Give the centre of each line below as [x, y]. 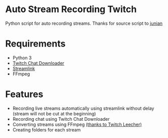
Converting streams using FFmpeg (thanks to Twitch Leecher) [77, 124]
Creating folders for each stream [47, 129]
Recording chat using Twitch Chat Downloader [61, 119]
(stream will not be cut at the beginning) [54, 113]
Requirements [35, 44]
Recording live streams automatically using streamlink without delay [83, 108]
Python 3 [22, 58]
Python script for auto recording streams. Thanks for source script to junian [84, 23]
